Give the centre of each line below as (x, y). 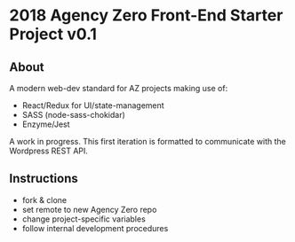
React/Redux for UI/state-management (93, 105)
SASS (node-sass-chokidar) (74, 115)
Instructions (44, 179)
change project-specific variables (84, 219)
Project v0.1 (53, 34)
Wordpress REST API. (49, 151)
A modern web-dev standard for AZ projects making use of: (119, 88)
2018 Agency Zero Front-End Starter (146, 16)
